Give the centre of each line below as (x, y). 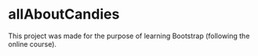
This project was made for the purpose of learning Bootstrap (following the (129, 36)
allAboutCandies (64, 14)
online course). (33, 44)
